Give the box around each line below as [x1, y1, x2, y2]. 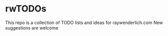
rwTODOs [5, 3, 47, 14]
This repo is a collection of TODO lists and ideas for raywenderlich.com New [5, 19, 163, 25]
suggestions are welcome [5, 24, 59, 30]
